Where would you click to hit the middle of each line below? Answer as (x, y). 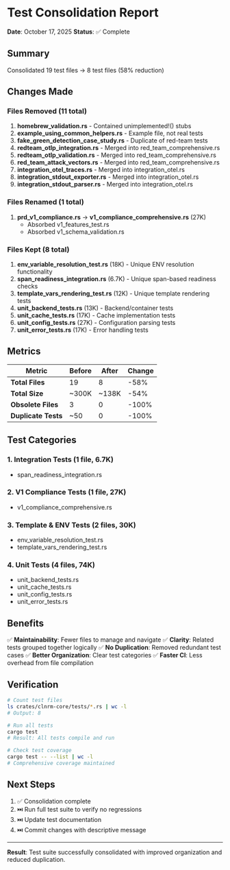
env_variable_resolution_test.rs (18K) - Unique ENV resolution (105, 265)
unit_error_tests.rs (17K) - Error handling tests (82, 330)
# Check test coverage (39, 751)
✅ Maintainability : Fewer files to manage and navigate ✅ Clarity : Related (111, 640)
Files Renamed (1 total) (46, 202)
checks (27, 287)
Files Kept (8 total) (38, 250)
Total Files (28, 382)
